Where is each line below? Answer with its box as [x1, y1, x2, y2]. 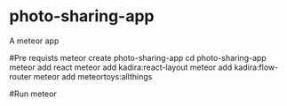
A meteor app [9, 35, 60, 46]
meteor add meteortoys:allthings [33, 71, 153, 81]
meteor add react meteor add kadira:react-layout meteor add [9, 62, 233, 72]
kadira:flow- [234, 62, 279, 72]
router [9, 71, 32, 81]
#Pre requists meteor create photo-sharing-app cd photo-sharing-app [9, 52, 267, 63]
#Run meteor [9, 88, 58, 99]
